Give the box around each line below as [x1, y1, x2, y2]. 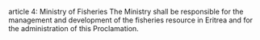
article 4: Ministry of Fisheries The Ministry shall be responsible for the [8, 7, 244, 16]
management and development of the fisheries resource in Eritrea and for [8, 15, 253, 25]
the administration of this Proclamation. [8, 24, 139, 33]
